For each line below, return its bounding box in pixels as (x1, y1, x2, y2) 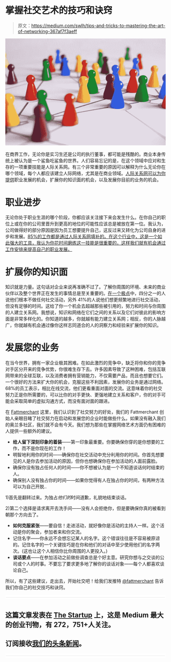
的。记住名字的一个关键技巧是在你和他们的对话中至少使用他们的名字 (12, 542, 156, 548)
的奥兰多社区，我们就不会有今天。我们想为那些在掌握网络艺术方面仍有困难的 (5, 422, 166, 428)
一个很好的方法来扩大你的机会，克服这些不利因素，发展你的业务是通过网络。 (5, 379, 166, 385)
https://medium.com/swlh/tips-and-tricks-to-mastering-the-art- (31, 22, 165, 29)
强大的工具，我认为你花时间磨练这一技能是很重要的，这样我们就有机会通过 (9, 240, 166, 246)
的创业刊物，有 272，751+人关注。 (5, 620, 116, 629)
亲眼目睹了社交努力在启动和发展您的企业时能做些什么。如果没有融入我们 (14, 415, 166, 422)
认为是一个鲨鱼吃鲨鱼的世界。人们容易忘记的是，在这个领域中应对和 (18, 158, 161, 164)
